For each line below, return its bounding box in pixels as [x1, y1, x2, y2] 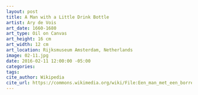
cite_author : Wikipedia [6, 74, 65, 80]
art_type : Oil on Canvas [6, 31, 67, 37]
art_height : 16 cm [6, 36, 51, 42]
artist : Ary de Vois [6, 19, 57, 25]
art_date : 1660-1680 [6, 25, 57, 31]
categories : [6, 63, 35, 70]
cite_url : [6, 80, 31, 86]
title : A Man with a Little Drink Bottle [6, 14, 110, 20]
